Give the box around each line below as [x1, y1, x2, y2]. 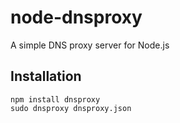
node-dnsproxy [10, 6, 143, 29]
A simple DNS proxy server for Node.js [10, 39, 170, 51]
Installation [10, 68, 82, 85]
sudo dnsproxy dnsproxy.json [10, 103, 132, 113]
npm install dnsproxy [10, 94, 101, 105]
